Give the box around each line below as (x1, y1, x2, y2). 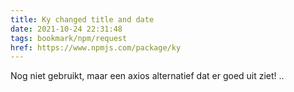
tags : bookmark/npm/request (10, 33, 128, 43)
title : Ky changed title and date (10, 14, 155, 25)
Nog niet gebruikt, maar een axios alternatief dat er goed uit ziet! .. (10, 70, 285, 82)
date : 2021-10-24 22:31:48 (10, 24, 123, 34)
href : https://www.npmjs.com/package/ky (10, 42, 182, 53)
